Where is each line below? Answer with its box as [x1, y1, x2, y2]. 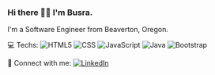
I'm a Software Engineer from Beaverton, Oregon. [7, 25, 169, 34]
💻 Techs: [7, 41, 39, 50]
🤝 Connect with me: [7, 59, 72, 68]
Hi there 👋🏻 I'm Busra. [7, 7, 93, 18]
